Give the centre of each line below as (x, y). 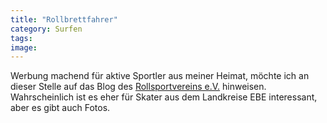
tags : (21, 38)
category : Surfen (46, 29)
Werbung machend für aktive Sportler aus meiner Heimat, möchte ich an (160, 76)
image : (24, 47)
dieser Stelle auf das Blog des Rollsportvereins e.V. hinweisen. (138, 87)
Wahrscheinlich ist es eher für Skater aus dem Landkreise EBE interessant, (164, 97)
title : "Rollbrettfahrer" (64, 19)
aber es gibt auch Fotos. (60, 108)
